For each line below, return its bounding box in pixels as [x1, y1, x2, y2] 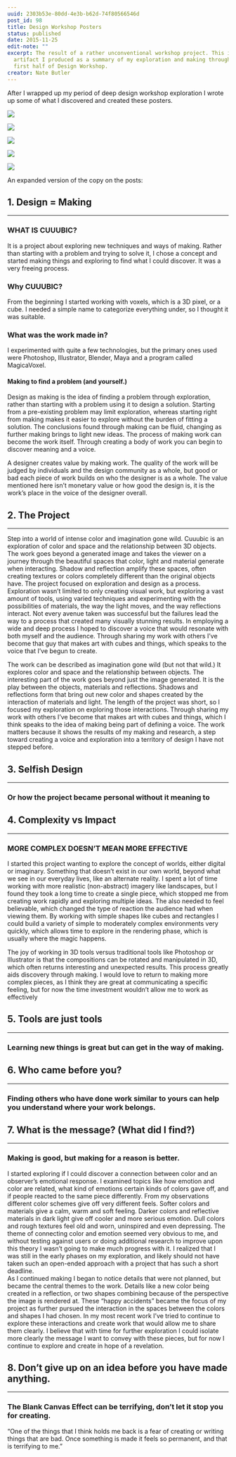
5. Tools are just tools [7, 1013, 103, 1025]
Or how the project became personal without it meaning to [7, 792, 210, 802]
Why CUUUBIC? [7, 281, 63, 291]
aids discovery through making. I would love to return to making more [7, 970, 209, 979]
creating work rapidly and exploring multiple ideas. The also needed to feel [7, 897, 224, 905]
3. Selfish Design [7, 763, 83, 775]
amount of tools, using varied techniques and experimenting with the [7, 595, 206, 603]
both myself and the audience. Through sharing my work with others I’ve [7, 632, 218, 640]
